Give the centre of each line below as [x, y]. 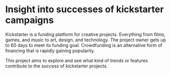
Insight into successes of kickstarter [85, 9]
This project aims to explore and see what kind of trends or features [77, 60]
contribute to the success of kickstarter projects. [57, 66]
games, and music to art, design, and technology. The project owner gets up [86, 40]
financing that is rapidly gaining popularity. [50, 51]
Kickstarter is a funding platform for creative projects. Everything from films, [86, 34]
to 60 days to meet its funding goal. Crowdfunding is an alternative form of [84, 45]
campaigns [30, 20]
